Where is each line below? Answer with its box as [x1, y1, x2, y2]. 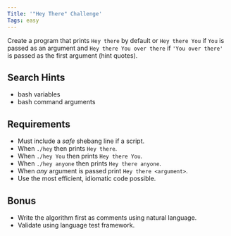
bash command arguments [17, 98, 96, 106]
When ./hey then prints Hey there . [17, 144, 118, 153]
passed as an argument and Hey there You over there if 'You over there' [7, 44, 223, 52]
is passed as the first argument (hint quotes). [7, 51, 138, 60]
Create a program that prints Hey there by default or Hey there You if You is [7, 36, 225, 44]
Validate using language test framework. [17, 221, 135, 229]
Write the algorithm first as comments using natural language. [17, 213, 197, 222]
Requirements [7, 118, 70, 130]
